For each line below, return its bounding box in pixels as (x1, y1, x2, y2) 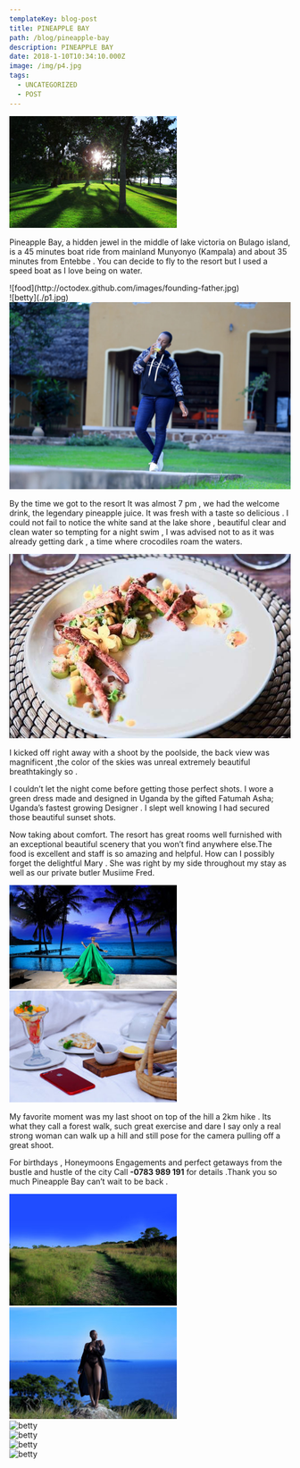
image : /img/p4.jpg (9, 62, 82, 71)
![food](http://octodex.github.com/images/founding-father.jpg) (9, 282, 239, 293)
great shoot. (9, 1140, 54, 1151)
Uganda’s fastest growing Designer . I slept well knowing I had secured (9, 802, 271, 813)
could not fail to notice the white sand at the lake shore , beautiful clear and (9, 517, 287, 528)
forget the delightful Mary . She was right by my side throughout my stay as (9, 858, 287, 868)
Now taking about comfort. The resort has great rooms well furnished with (9, 829, 283, 840)
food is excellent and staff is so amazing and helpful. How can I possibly (9, 849, 275, 860)
